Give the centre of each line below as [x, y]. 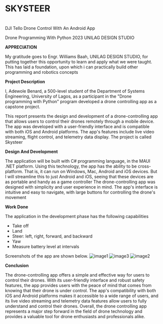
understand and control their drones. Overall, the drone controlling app [76, 306]
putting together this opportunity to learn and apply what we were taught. [79, 62]
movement [16, 197]
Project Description [25, 82]
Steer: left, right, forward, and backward [52, 236]
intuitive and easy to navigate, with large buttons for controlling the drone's [80, 192]
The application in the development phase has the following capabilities [77, 216]
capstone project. [23, 107]
